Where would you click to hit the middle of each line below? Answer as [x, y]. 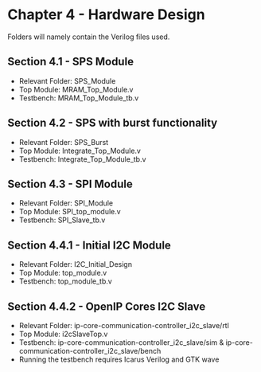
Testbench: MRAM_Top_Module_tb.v [79, 98]
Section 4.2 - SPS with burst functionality [113, 123]
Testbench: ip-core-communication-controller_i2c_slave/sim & [121, 343]
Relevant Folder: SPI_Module [66, 203]
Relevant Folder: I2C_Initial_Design [76, 264]
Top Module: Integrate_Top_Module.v [80, 151]
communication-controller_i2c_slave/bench [90, 351]
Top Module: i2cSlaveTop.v [63, 334]
